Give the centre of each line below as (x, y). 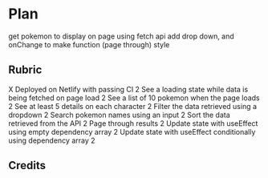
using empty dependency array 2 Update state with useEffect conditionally (132, 131)
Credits (27, 166)
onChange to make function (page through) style (89, 44)
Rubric (25, 70)
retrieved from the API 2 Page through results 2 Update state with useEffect (133, 123)
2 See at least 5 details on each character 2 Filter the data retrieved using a (133, 106)
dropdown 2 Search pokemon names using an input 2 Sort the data (119, 115)
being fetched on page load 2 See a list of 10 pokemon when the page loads (134, 98)
